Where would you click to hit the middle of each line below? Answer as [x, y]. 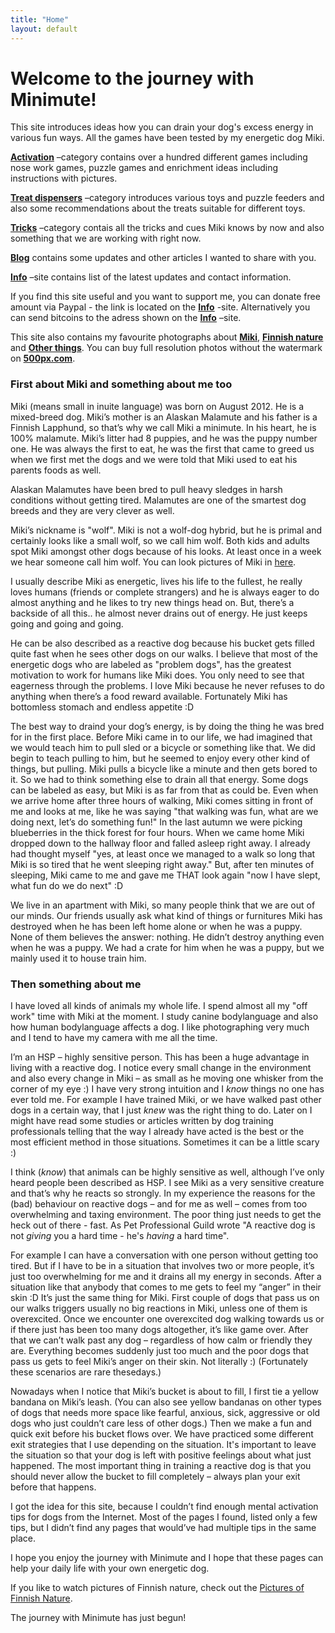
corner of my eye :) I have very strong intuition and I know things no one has [167, 1089]
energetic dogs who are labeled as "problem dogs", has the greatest [151, 664]
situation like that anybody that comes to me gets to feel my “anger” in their [166, 1287]
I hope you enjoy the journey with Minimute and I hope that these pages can [167, 1558]
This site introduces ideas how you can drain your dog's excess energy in [162, 127]
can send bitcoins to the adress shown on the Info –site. [126, 318]
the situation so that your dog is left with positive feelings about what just [161, 1455]
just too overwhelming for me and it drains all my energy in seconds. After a [166, 1277]
